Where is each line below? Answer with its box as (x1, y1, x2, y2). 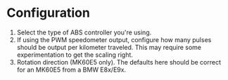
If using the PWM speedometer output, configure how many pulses (16, 35, 212, 44)
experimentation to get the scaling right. (16, 51, 133, 59)
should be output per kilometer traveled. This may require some (16, 43, 202, 51)
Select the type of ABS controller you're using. (16, 28, 152, 36)
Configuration (6, 5, 91, 21)
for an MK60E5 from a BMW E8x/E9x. (16, 65, 127, 74)
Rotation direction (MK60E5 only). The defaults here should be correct (16, 58, 221, 66)
